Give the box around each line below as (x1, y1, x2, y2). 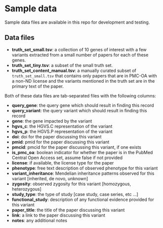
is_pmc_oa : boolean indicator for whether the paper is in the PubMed (11, 149, 153, 155)
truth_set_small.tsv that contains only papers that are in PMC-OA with (11, 72, 157, 79)
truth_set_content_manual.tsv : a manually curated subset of (11, 67, 136, 73)
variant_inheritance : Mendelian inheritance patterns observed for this (11, 170, 155, 176)
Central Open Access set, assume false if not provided (11, 155, 123, 161)
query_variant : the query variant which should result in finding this (11, 107, 147, 113)
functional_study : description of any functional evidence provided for (11, 196, 154, 202)
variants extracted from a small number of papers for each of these (11, 52, 149, 58)
